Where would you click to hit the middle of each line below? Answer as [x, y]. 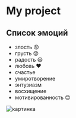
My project [34, 11]
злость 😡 [27, 47]
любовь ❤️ [28, 66]
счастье [25, 72]
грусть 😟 [27, 53]
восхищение [31, 91]
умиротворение [35, 79]
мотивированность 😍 [42, 97]
